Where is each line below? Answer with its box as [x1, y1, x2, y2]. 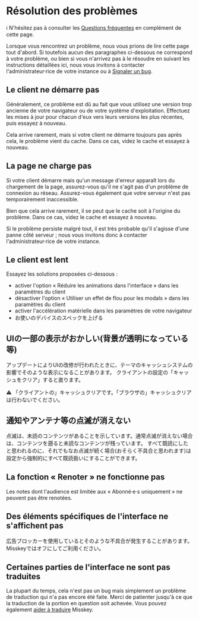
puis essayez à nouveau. [6, 119, 67, 127]
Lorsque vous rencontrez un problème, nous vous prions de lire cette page [6, 42, 189, 49]
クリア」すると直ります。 [21, 376, 84, 384]
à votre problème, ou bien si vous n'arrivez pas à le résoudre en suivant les [6, 55, 190, 62]
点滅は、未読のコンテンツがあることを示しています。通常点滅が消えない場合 [6, 432, 193, 439]
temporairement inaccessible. [6, 195, 79, 203]
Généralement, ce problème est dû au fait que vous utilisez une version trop [6, 100, 192, 108]
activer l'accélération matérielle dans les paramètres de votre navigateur [14, 307, 192, 314]
